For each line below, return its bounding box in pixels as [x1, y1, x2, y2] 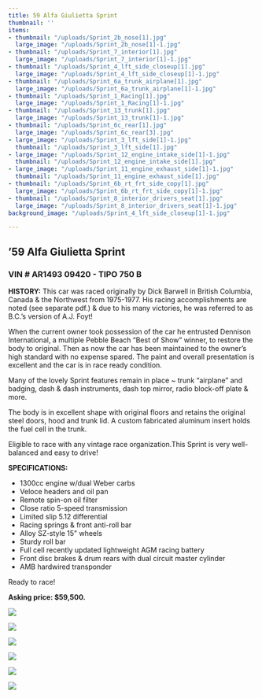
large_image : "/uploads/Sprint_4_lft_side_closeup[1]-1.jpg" [15, 70, 220, 78]
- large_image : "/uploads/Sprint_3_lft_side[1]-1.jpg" [8, 135, 192, 144]
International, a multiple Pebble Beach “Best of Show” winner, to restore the [8, 335, 253, 345]
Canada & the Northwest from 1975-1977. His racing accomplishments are [8, 294, 247, 304]
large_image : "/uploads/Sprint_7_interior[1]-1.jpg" [15, 56, 192, 64]
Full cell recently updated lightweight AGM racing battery [19, 545, 205, 555]
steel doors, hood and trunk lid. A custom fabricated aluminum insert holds [8, 415, 250, 425]
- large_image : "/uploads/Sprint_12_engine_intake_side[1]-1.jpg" [8, 150, 231, 158]
